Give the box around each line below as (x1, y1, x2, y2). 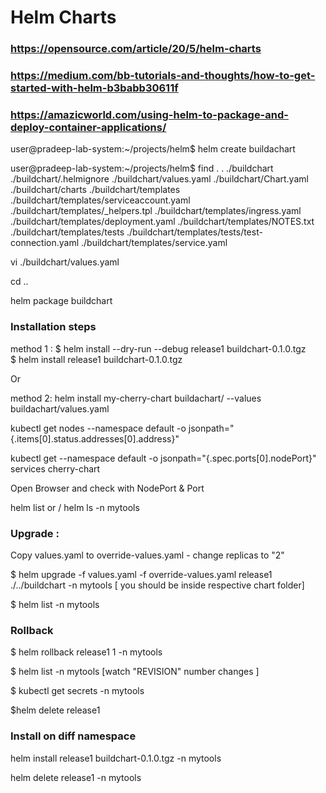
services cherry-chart (10, 462, 101, 475)
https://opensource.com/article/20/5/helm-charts (10, 42, 262, 56)
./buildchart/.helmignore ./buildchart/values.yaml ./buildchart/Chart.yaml (10, 173, 309, 185)
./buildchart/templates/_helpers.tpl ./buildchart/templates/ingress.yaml (10, 205, 302, 217)
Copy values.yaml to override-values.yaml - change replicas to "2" (10, 549, 285, 561)
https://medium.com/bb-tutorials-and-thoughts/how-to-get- (10, 69, 316, 83)
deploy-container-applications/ (10, 120, 167, 134)
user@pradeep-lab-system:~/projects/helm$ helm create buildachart (10, 143, 296, 155)
